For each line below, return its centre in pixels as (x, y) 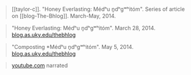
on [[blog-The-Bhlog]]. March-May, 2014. (64, 16)
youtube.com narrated (40, 65)
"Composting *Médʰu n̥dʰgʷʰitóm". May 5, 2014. (72, 47)
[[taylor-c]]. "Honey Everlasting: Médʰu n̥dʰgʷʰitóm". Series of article (98, 9)
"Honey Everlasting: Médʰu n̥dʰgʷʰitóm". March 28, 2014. (84, 28)
